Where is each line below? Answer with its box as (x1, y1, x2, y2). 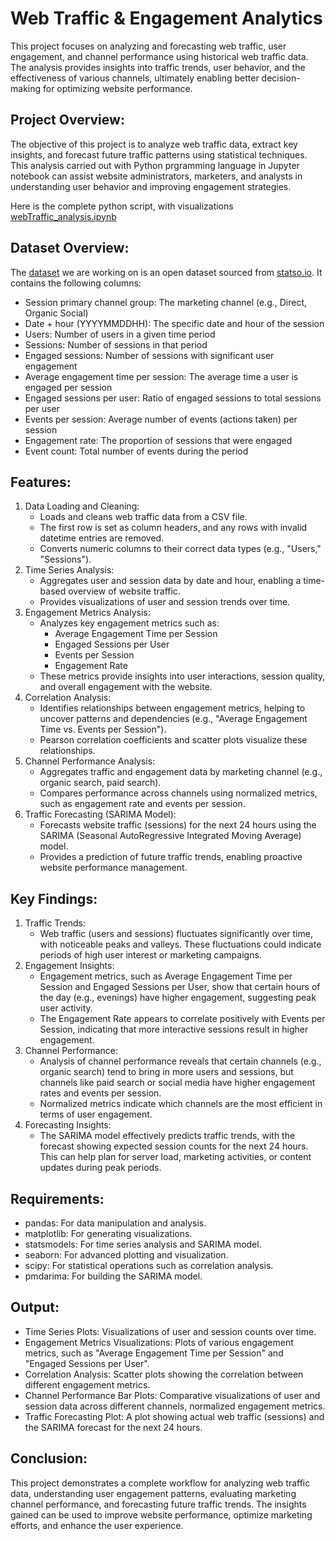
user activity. (39, 1002, 93, 1014)
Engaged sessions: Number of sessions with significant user (24, 349, 275, 361)
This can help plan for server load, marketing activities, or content (39, 1151, 312, 1163)
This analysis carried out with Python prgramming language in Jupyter (10, 159, 300, 171)
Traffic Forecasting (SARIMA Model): (24, 808, 177, 821)
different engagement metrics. (24, 1378, 151, 1391)
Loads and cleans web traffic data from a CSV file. (39, 511, 248, 523)
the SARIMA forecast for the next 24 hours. (24, 1421, 203, 1433)
